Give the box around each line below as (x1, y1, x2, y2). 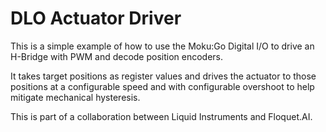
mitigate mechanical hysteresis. (10, 91, 141, 103)
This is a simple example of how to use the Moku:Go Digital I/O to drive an (10, 40, 315, 52)
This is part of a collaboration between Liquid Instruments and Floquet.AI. (10, 110, 313, 122)
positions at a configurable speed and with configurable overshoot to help (10, 80, 315, 92)
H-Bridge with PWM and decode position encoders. (10, 50, 224, 62)
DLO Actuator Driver (10, 7, 182, 30)
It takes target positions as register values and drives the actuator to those (10, 70, 317, 82)
